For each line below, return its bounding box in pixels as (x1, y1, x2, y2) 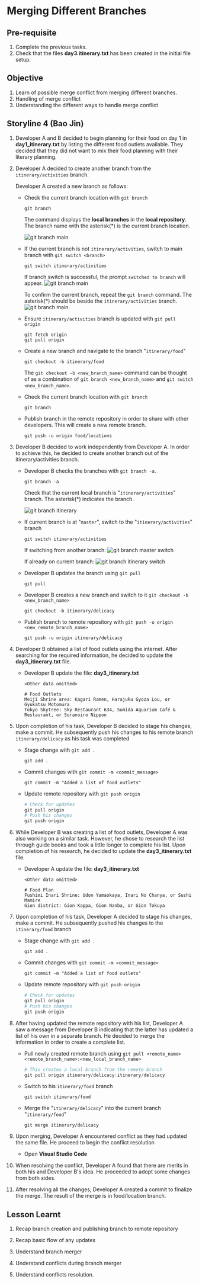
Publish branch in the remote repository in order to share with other (24, 415, 189, 422)
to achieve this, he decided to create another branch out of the (15, 449, 169, 457)
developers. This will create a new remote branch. (24, 421, 147, 428)
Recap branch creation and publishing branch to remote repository (15, 1225, 178, 1233)
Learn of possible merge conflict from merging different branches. (15, 89, 177, 96)
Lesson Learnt (7, 1210, 61, 1220)
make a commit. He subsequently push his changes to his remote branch (15, 729, 194, 736)
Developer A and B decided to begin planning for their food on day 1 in (15, 134, 187, 142)
